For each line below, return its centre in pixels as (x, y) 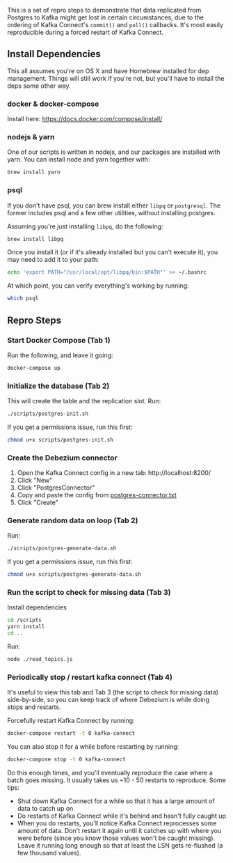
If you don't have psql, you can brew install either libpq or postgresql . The (114, 205)
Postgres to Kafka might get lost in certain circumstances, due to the (105, 17)
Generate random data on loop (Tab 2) (73, 520)
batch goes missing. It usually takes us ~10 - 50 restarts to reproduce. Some (116, 780)
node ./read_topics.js (40, 660)
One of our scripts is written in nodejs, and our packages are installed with (114, 152)
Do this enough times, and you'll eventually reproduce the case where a (110, 773)
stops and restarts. (34, 707)
